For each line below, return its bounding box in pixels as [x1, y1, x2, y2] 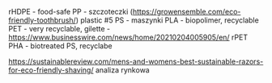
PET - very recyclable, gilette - [8, 24, 111, 33]
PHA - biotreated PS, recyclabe [8, 41, 113, 51]
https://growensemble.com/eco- [132, 7, 241, 16]
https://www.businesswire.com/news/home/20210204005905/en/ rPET [8, 32, 249, 42]
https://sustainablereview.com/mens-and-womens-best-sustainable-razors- [8, 56, 264, 66]
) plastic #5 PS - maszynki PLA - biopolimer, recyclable [75, 15, 259, 25]
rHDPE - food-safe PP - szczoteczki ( [8, 7, 134, 16]
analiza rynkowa [95, 65, 150, 75]
